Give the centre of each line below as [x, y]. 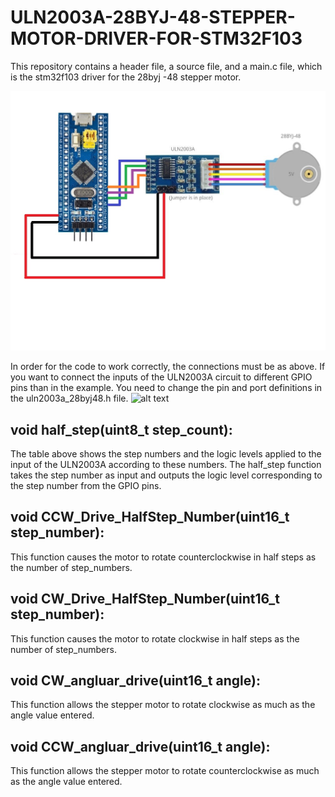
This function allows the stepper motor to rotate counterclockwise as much [165, 771]
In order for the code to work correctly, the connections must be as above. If [168, 367]
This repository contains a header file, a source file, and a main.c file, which [166, 66]
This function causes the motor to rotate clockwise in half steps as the [155, 638]
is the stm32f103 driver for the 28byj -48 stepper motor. [126, 77]
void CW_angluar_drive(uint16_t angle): [135, 680]
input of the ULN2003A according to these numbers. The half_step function [166, 464]
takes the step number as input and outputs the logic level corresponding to [166, 475]
